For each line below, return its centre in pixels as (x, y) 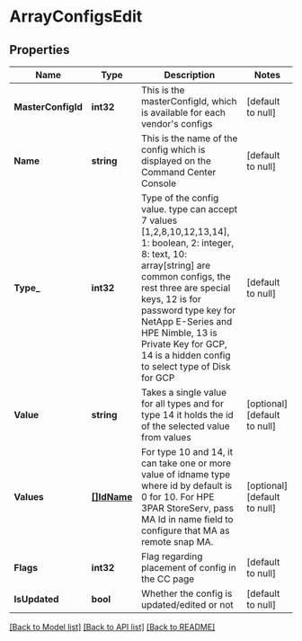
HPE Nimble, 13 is (179, 333)
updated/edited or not (187, 605)
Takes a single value (184, 392)
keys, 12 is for (171, 299)
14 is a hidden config (186, 355)
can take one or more (186, 463)
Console (159, 183)
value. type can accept (189, 209)
